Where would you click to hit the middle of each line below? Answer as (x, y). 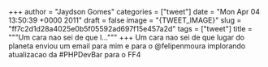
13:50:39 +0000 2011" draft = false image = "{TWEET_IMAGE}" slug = (125, 20)
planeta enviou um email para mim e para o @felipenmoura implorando (127, 46)
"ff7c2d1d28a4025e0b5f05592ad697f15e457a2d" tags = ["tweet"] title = (131, 29)
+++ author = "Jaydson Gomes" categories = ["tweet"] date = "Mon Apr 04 (134, 12)
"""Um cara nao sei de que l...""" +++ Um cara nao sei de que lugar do (127, 37)
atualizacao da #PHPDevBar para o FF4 (75, 54)
